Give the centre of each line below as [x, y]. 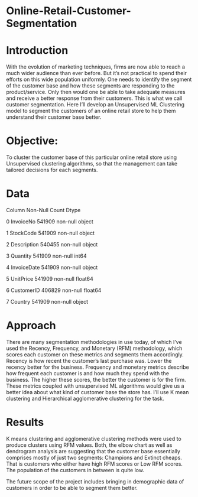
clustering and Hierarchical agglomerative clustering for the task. [85, 398]
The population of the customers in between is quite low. [75, 470]
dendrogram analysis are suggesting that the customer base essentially [93, 451]
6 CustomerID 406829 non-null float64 [54, 290]
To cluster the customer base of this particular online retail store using [92, 157]
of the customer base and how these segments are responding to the [90, 86]
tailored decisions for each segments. [52, 170]
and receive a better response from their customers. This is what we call [94, 98]
